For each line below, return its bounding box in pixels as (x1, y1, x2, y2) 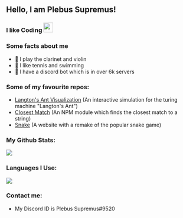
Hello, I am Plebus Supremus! (6, 5, 116, 15)
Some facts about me (6, 42, 69, 50)
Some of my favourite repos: (6, 83, 90, 91)
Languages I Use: (6, 164, 57, 172)
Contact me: (6, 191, 43, 200)
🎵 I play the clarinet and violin (14, 56, 87, 63)
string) (14, 115, 31, 122)
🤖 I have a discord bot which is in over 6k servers (14, 68, 135, 75)
